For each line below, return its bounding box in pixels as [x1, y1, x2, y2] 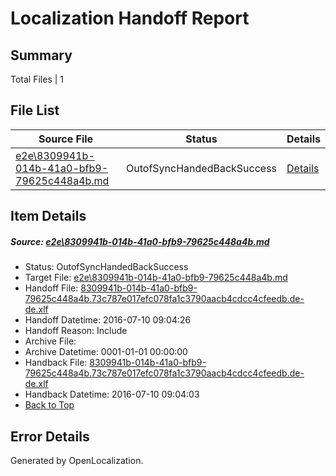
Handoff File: [24, 282, 79, 294]
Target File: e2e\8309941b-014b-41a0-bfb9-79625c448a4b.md [24, 272, 288, 284]
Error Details [10, 428, 90, 445]
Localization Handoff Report [10, 7, 250, 30]
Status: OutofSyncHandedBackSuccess [24, 261, 189, 273]
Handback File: [24, 357, 88, 369]
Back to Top [24, 399, 75, 411]
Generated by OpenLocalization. [10, 454, 144, 466]
